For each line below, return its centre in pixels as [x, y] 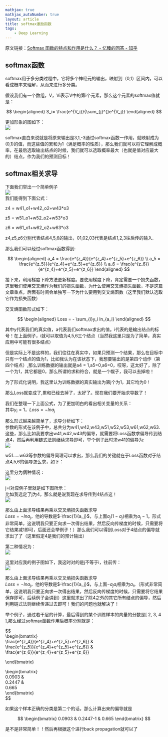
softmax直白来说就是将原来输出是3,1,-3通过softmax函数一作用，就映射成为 [82, 137]
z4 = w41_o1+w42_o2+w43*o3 [37, 208]
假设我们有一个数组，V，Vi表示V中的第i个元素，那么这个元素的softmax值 [80, 95]
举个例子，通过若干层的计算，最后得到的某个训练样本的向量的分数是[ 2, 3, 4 [83, 615]
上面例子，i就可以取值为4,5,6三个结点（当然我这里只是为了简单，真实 [90, 335]
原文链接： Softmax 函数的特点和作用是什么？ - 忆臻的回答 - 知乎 [71, 48]
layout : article [22, 19]
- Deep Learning [31, 33]
